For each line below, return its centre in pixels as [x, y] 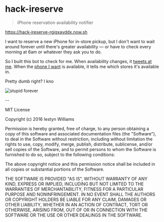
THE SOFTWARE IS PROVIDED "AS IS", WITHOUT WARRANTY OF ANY [76, 178]
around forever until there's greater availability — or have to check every [78, 46]
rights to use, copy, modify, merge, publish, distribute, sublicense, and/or [79, 144]
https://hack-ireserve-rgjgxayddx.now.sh [46, 32]
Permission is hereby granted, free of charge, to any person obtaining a [77, 129]
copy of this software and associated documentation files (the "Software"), [81, 133]
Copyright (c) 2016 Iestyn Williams [40, 119]
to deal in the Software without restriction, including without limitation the [79, 139]
